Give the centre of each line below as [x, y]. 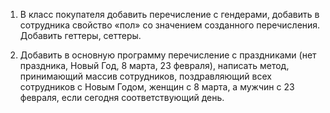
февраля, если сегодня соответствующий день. [122, 97]
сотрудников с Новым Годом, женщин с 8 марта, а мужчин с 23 [157, 87]
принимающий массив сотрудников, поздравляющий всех [145, 76]
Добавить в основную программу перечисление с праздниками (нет [168, 55]
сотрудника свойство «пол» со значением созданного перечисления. [170, 25]
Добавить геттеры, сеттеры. [80, 35]
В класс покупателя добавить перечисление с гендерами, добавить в [169, 14]
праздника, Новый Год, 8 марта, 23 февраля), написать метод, [154, 65]
